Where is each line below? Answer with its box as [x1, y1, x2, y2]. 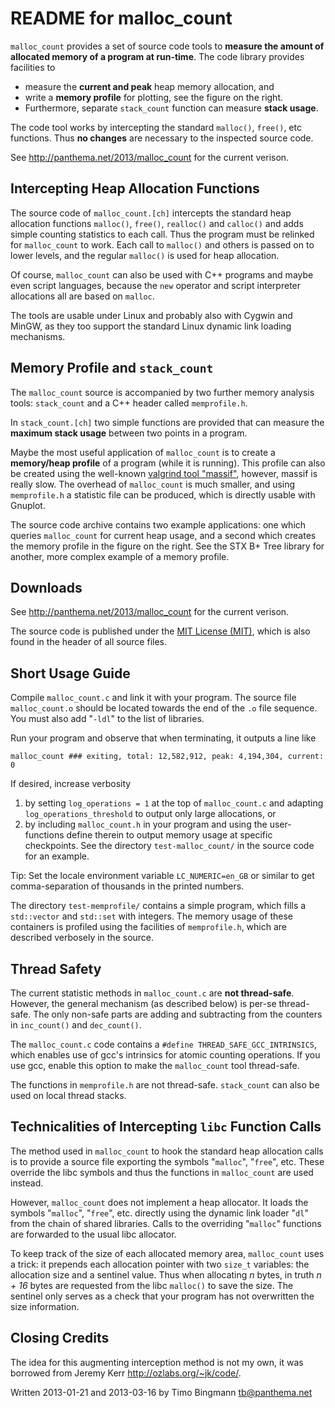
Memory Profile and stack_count [10, 360, 214, 377]
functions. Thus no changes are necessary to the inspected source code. [10, 132, 314, 144]
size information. [10, 1300, 80, 1312]
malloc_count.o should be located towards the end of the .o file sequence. [10, 702, 318, 714]
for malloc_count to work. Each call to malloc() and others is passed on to [10, 238, 315, 251]
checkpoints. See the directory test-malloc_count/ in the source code [24, 840, 315, 852]
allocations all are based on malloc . [10, 290, 155, 302]
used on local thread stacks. [10, 1090, 127, 1101]
